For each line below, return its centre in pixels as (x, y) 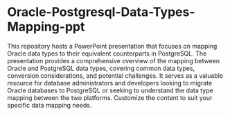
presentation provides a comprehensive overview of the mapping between (114, 60)
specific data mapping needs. (50, 105)
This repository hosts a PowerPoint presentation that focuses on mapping (112, 46)
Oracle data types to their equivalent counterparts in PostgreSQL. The (107, 53)
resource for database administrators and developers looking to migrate (110, 83)
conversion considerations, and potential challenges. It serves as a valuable (115, 75)
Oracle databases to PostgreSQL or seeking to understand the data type (110, 90)
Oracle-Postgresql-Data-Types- (101, 12)
